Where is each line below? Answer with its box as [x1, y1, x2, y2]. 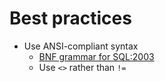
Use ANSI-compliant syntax [23, 40, 139, 52]
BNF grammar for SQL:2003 [38, 50, 155, 62]
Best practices [9, 7, 132, 30]
